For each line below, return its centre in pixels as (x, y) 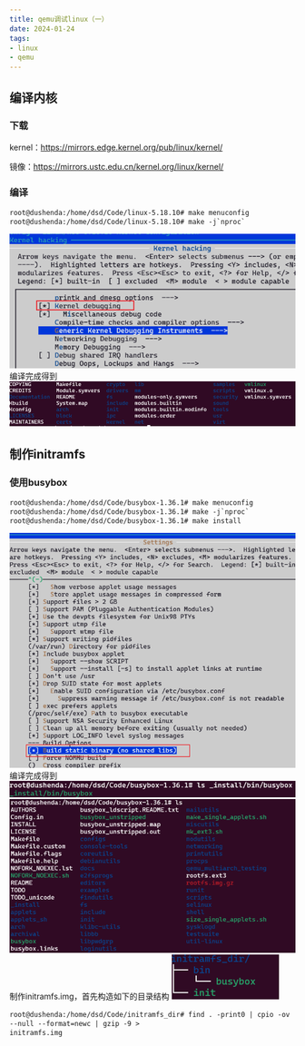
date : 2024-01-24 (42, 29)
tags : (20, 38)
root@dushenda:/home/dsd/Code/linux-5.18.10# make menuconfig (129, 213)
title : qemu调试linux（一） (59, 19)
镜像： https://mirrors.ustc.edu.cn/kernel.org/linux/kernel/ (117, 166)
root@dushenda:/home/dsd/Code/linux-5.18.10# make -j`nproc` (128, 222)
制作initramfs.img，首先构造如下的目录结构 (89, 997)
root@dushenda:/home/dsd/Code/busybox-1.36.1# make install (126, 521)
